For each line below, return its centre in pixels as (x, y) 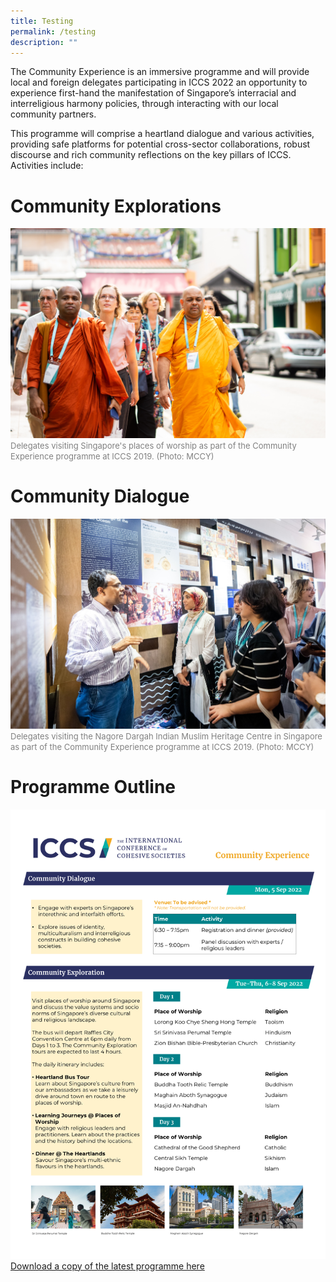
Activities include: (47, 166)
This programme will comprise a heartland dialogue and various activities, (162, 134)
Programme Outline (93, 787)
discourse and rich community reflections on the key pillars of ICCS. (151, 155)
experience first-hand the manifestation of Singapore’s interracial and (153, 93)
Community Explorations (116, 206)
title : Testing (42, 21)
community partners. (53, 114)
